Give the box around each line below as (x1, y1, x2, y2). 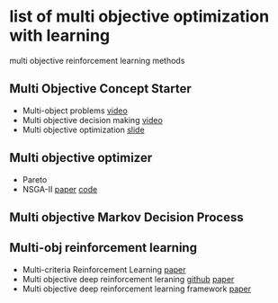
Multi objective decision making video (22, 114, 164, 125)
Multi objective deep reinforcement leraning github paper (22, 273, 235, 284)
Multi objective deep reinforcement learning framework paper (22, 283, 252, 294)
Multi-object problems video (22, 105, 128, 116)
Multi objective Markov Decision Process (9, 209, 245, 225)
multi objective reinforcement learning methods (9, 55, 185, 66)
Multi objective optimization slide (22, 124, 146, 135)
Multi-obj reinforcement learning (9, 240, 198, 255)
